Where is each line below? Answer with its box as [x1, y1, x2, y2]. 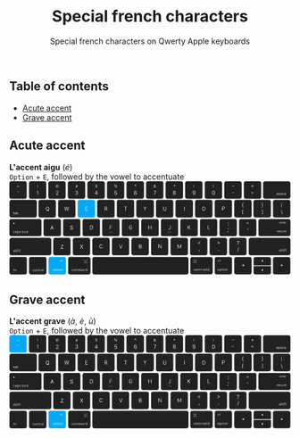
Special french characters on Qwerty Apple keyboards [50, 36, 250, 46]
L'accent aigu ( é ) [9, 161, 73, 172]
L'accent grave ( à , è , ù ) [9, 316, 96, 326]
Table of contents [9, 79, 109, 95]
